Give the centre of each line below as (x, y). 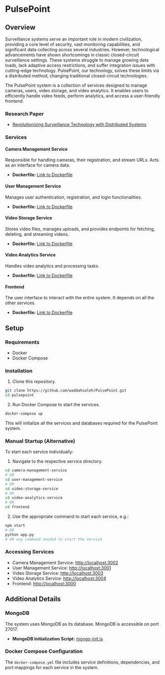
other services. (20, 303)
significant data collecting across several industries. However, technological (82, 50)
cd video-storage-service (32, 489)
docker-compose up (24, 413)
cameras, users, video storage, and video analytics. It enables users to (77, 90)
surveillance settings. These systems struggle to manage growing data (77, 60)
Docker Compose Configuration (44, 651)
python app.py (20, 534)
